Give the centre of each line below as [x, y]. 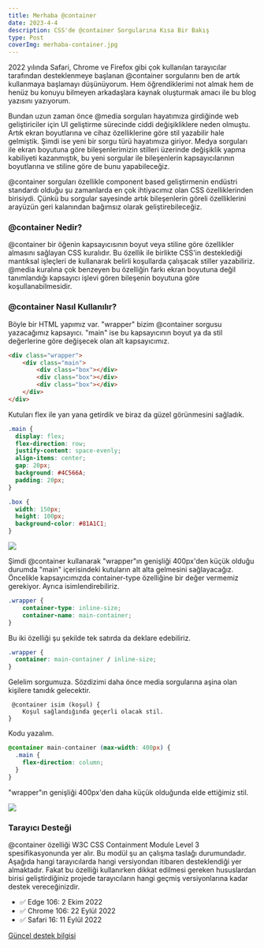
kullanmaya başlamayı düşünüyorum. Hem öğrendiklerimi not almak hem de [131, 84]
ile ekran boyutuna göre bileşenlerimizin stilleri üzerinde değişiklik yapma [127, 150]
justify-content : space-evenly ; [69, 451]
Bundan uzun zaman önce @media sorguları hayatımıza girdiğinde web [123, 116]
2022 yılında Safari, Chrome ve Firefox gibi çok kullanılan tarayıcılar [117, 67]
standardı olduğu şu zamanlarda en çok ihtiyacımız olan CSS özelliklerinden [131, 190]
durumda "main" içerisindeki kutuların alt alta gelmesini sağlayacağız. [121, 570]
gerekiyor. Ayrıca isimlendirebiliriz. [64, 586]
